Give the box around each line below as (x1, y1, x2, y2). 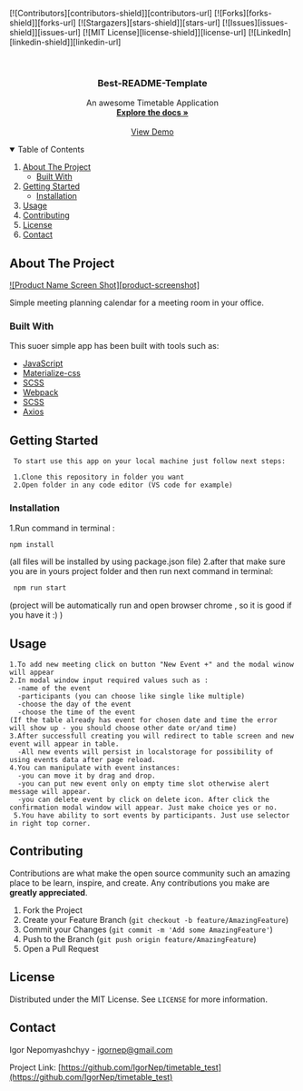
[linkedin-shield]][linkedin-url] (9, 36, 122, 47)
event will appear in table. (9, 739, 120, 749)
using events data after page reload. (9, 756, 156, 765)
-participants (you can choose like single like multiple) (17, 692, 246, 701)
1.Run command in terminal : (9, 522, 115, 533)
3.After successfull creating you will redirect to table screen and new (9, 731, 295, 741)
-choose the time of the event (17, 708, 136, 717)
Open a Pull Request (22, 943, 100, 954)
